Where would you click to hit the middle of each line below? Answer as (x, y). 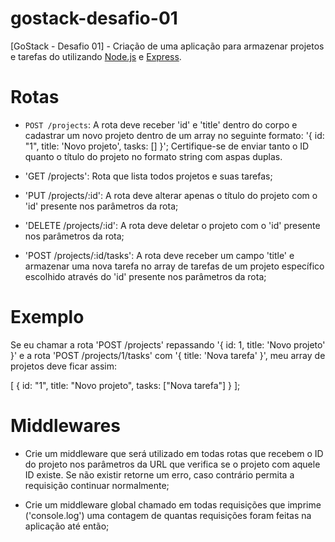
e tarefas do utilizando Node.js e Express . (96, 56)
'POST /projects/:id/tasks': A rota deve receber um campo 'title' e (159, 255)
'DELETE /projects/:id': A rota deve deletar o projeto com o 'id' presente (172, 225)
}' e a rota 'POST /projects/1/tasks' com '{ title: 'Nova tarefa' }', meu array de (168, 355)
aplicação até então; (67, 526)
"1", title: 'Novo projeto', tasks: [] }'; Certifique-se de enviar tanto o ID (167, 146)
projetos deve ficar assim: (63, 366)
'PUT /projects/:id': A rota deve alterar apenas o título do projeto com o (171, 195)
